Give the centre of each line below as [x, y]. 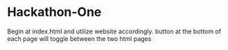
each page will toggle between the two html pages [79, 38]
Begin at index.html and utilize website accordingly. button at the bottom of [114, 31]
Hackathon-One [54, 12]
